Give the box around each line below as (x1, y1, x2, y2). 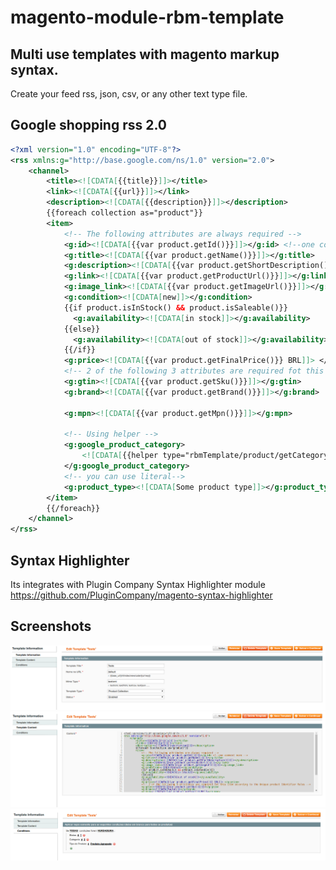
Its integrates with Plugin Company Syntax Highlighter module (10, 579, 266, 590)
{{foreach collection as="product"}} (46, 208, 203, 218)
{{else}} (63, 324, 101, 334)
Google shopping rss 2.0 (10, 117, 167, 134)
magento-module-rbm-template (10, 6, 285, 29)
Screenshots (10, 618, 92, 635)
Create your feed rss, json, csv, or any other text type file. (10, 88, 248, 100)
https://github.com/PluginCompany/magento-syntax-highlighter (10, 589, 273, 601)
